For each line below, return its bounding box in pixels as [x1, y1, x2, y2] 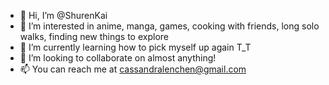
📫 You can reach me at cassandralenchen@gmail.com [19, 63, 247, 75]
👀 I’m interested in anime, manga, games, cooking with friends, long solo [19, 20, 320, 32]
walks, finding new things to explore [19, 31, 169, 42]
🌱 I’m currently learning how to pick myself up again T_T [19, 41, 252, 53]
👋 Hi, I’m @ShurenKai [19, 10, 108, 21]
